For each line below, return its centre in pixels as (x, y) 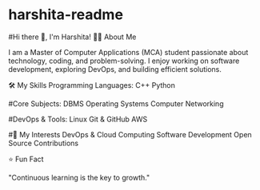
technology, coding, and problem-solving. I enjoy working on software (124, 61)
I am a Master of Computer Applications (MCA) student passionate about (128, 52)
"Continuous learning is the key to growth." (79, 177)
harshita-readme (66, 15)
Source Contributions (43, 143)
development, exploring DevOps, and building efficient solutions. (115, 69)
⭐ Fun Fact (26, 159)
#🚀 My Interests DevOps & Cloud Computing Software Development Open (130, 134)
